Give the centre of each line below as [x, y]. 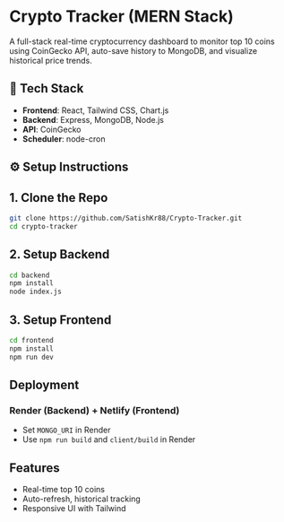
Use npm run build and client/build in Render [109, 439]
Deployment [44, 384]
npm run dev [31, 357]
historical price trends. [51, 60]
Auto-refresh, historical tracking [81, 499]
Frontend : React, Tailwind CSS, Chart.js [95, 110]
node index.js [36, 292]
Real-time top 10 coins [64, 490]
